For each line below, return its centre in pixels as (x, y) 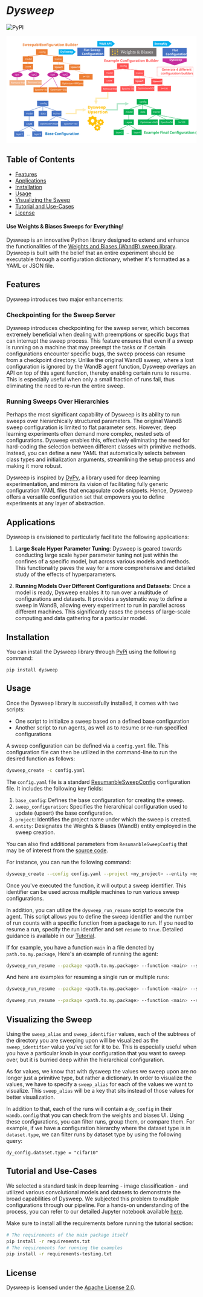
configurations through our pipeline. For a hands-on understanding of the (98, 1205)
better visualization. (31, 1097)
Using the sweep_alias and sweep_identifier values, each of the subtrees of (101, 1033)
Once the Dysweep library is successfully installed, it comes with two (92, 703)
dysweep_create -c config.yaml (46, 770)
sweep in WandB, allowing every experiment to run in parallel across (100, 606)
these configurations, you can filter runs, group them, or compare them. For (100, 1121)
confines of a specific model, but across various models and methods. (103, 561)
